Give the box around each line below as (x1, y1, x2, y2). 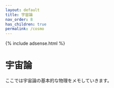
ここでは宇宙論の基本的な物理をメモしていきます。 (5, 77, 112, 84)
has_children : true (5, 21, 47, 27)
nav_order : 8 (5, 17, 33, 22)
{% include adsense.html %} (5, 40, 65, 46)
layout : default (5, 7, 40, 13)
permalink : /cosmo (5, 26, 44, 32)
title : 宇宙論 (5, 12, 33, 17)
